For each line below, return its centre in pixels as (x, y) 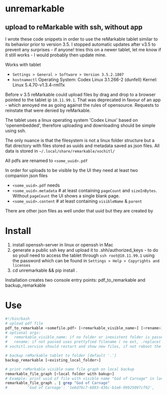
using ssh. (16, 131)
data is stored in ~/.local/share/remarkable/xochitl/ (60, 151)
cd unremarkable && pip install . (45, 270)
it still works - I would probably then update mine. (56, 55)
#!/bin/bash (17, 319)
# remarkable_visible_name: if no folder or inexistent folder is (78, 337)
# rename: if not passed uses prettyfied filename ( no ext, (72, 342)
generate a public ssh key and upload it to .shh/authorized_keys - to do (85, 250)
